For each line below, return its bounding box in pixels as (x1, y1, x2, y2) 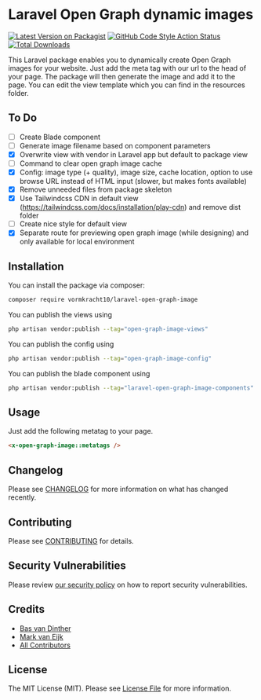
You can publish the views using (8, 310, 112, 319)
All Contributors (19, 640, 71, 650)
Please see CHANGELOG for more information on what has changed (8, 485, 229, 494)
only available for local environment (19, 237, 135, 247)
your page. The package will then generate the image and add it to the (8, 71, 236, 81)
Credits (8, 603, 45, 616)
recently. (8, 493, 37, 502)
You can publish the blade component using (8, 368, 150, 378)
